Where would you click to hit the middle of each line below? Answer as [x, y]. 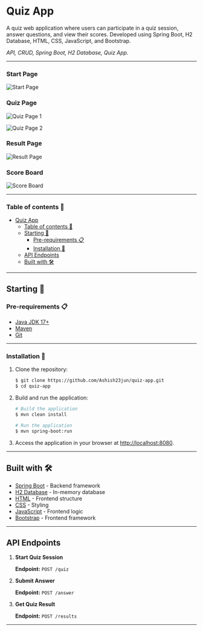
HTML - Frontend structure [49, 499]
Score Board [25, 172]
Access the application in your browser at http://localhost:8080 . [94, 442]
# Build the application [46, 409]
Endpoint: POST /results [46, 616]
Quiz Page [22, 103]
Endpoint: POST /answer [44, 593]
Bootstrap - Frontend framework [55, 518]
